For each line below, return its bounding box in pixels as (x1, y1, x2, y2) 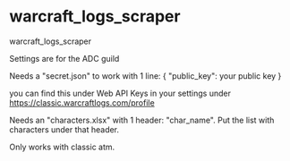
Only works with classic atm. (9, 141, 115, 152)
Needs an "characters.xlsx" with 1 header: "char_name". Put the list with (9, 114, 275, 125)
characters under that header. (9, 123, 119, 135)
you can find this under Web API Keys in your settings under (9, 88, 231, 98)
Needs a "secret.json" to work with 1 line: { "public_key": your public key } (9, 70, 282, 81)
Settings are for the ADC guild (9, 53, 120, 64)
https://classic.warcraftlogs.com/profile (9, 97, 155, 108)
